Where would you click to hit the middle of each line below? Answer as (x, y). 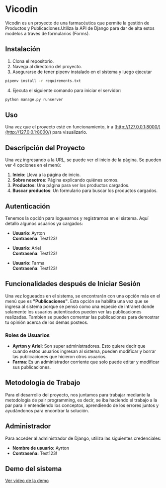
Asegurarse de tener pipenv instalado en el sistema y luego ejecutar (82, 72)
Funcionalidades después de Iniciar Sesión (73, 284)
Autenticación (28, 206)
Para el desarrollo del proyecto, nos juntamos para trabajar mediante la (78, 394)
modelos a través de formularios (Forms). (48, 33)
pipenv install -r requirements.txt (43, 81)
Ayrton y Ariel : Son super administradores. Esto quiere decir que (79, 346)
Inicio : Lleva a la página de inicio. (46, 175)
